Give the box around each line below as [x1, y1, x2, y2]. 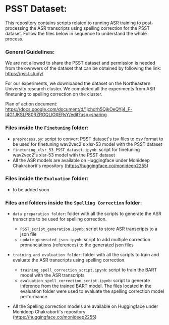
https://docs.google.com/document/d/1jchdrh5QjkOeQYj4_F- [5, 106, 133, 113]
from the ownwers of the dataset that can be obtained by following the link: [5, 65, 161, 71]
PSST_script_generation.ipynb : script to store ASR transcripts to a [20, 226, 158, 232]
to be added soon [12, 186, 49, 192]
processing [5, 25, 29, 31]
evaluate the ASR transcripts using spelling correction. [12, 257, 126, 263]
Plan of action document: [5, 101, 58, 107]
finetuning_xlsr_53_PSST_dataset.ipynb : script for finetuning [12, 146, 140, 152]
